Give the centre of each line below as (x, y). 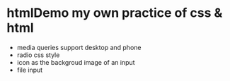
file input (30, 70)
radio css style (38, 55)
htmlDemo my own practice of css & (115, 13)
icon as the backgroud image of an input (76, 62)
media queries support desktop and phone (79, 47)
